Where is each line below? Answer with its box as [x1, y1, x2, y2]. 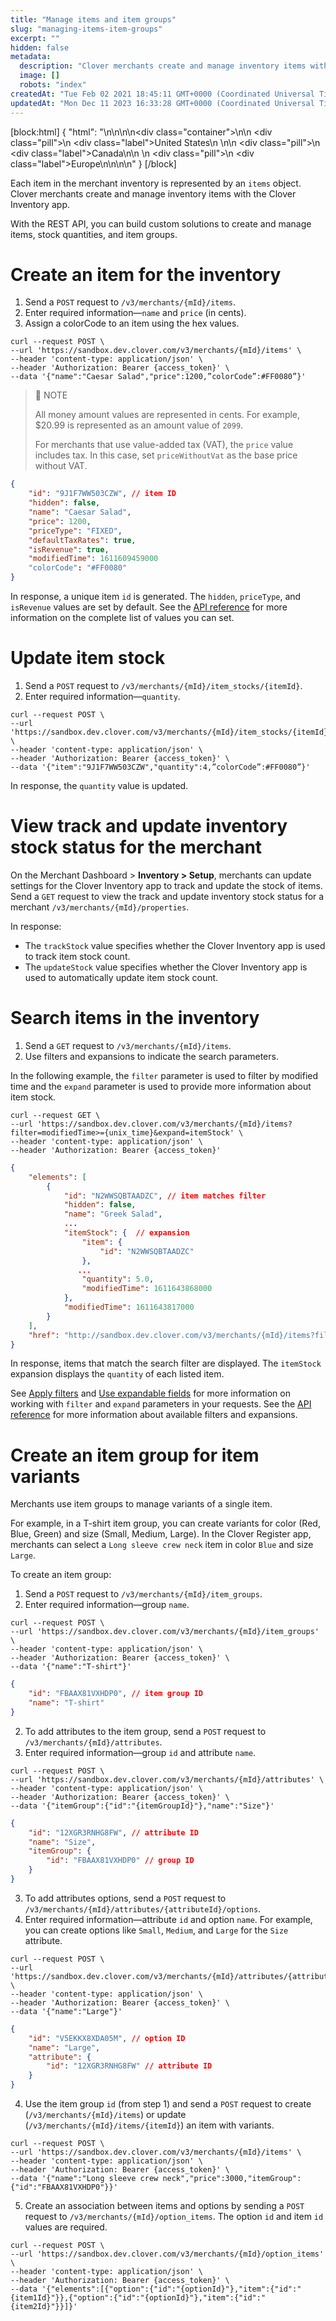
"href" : [28, 1330, 60, 1340]
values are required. [24, 2221, 108, 2233]
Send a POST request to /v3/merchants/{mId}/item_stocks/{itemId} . [24, 680, 303, 691]
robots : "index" [19, 80, 87, 90]
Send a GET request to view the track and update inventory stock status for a [10, 890, 325, 902]
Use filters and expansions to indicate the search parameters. [24, 1050, 279, 1062]
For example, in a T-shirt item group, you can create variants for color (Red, [10, 1517, 321, 1530]
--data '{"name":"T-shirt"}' [10, 1662, 132, 1672]
